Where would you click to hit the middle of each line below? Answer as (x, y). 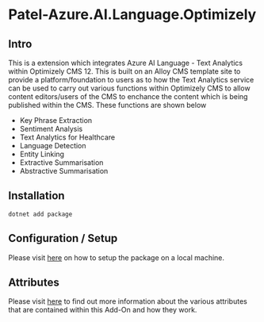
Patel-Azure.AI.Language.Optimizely (132, 15)
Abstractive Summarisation (64, 171)
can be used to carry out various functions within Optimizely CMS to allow (130, 88)
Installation (36, 196)
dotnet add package (40, 214)
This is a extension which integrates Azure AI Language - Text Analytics (126, 63)
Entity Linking (42, 154)
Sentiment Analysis (51, 129)
